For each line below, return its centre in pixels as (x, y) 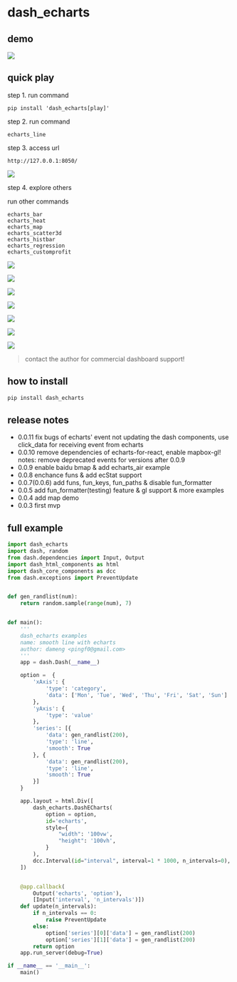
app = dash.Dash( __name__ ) (60, 662)
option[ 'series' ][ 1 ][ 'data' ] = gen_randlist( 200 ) (120, 940)
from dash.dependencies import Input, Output (76, 558)
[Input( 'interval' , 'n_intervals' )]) (89, 900)
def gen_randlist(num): (43, 597)
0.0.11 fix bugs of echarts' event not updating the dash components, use (123, 437)
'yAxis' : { (49, 708)
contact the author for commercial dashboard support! (105, 359)
